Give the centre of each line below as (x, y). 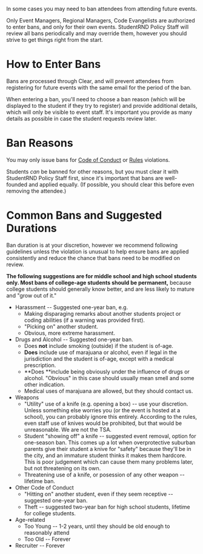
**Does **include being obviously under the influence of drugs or (107, 372)
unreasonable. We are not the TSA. (68, 429)
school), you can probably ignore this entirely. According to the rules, (111, 416)
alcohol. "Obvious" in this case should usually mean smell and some (109, 378)
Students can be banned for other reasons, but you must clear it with (92, 172)
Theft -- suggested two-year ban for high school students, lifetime (107, 507)
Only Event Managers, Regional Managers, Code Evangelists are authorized (101, 20)
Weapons (27, 397)
